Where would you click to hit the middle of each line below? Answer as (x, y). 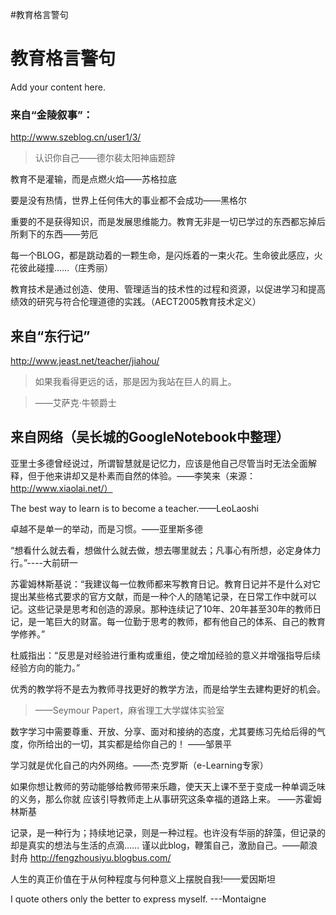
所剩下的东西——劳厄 (54, 234)
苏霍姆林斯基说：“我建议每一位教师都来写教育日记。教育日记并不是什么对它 (166, 584)
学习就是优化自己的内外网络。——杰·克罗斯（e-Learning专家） (139, 765)
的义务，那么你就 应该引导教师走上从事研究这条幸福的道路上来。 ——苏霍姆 (166, 799)
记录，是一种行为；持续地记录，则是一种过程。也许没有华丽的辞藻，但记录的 (168, 832)
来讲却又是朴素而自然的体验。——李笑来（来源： (154, 475)
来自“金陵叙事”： (52, 115)
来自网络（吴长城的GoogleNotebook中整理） (150, 437)
